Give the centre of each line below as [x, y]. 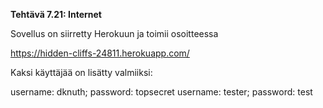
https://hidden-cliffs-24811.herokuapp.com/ [100, 53]
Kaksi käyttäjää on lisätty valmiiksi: [81, 72]
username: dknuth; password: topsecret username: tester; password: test [161, 92]
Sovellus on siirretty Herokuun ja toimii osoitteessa [114, 33]
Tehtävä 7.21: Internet [56, 14]
